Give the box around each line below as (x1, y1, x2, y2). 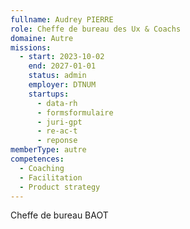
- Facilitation (19, 172, 83, 183)
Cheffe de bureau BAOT (10, 209, 109, 221)
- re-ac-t (36, 126, 78, 136)
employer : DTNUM (28, 80, 97, 90)
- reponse (36, 136, 78, 146)
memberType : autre (10, 145, 87, 155)
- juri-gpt (36, 117, 83, 127)
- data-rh (36, 98, 78, 108)
